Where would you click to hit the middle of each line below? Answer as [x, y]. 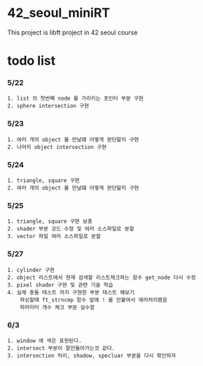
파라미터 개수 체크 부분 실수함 [57, 307]
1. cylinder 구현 [31, 270]
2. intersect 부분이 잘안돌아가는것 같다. [61, 348]
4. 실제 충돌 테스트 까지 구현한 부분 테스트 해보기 [71, 292]
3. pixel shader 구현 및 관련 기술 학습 [60, 285]
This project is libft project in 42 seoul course [72, 32]
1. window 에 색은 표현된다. [44, 341]
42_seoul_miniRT [59, 13]
